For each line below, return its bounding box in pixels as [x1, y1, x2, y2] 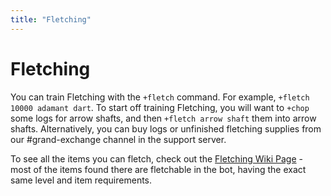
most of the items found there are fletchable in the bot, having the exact [10, 163, 307, 175]
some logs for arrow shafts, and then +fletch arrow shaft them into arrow [10, 112, 317, 124]
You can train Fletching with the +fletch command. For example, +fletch [10, 91, 310, 103]
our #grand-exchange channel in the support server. [10, 133, 227, 145]
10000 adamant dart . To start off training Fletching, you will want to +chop [10, 101, 310, 113]
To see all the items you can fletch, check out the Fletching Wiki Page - [10, 152, 303, 165]
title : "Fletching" [10, 14, 92, 25]
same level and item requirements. [10, 174, 153, 186]
